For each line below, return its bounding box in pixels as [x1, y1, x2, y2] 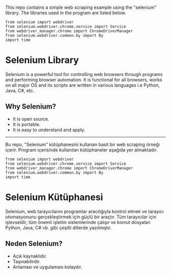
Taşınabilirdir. [12, 258, 41, 264]
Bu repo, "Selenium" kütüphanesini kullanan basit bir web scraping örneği [5, 141, 160, 147]
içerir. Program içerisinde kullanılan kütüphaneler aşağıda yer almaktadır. [5, 146, 158, 153]
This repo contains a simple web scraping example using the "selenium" [5, 5, 157, 10]
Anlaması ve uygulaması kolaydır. [12, 264, 82, 270]
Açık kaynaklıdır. [12, 253, 47, 259]
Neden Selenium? [5, 239, 63, 248]
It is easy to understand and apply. [12, 127, 85, 133]
